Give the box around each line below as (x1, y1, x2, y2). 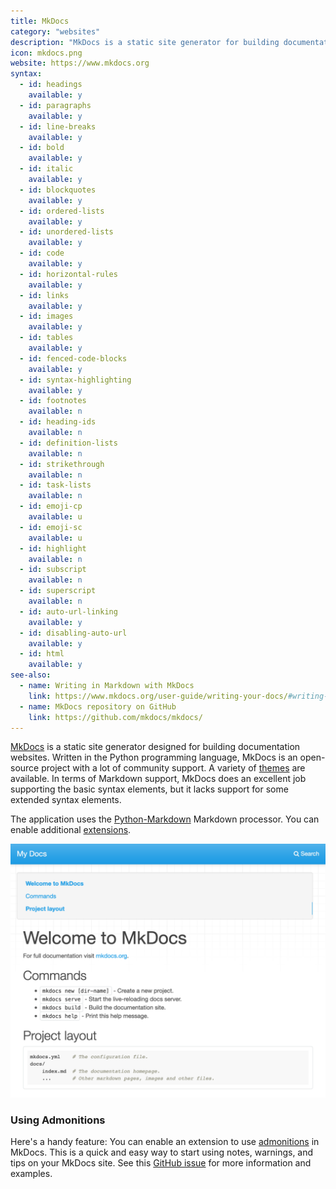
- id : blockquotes (19, 185, 97, 195)
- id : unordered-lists (19, 227, 114, 237)
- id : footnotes (19, 396, 87, 406)
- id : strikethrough (19, 459, 105, 469)
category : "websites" (10, 26, 101, 37)
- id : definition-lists (19, 438, 118, 448)
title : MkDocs (10, 16, 70, 26)
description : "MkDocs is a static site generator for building (10, 37, 280, 47)
